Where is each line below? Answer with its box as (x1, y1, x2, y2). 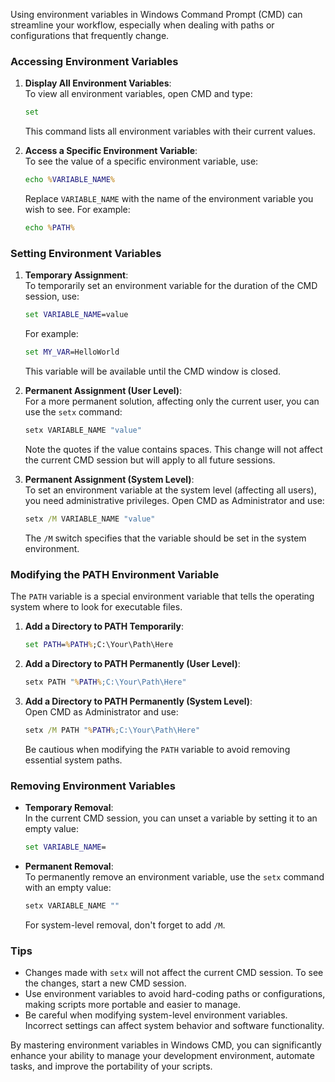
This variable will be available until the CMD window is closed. (24, 365, 282, 377)
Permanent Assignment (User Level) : (24, 384, 183, 396)
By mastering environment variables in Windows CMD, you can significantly (10, 1039, 322, 1051)
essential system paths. (24, 754, 123, 766)
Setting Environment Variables (10, 246, 162, 260)
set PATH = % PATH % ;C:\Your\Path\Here (24, 640, 174, 650)
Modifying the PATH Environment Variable (10, 567, 220, 581)
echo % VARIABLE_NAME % (24, 175, 116, 185)
